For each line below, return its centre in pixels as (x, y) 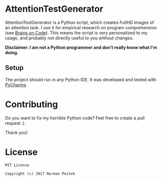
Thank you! (16, 132)
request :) (15, 123)
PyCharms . (16, 85)
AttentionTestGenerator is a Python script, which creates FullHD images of (80, 22)
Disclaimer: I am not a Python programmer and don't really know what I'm (81, 47)
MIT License (17, 165)
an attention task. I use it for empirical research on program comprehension (81, 27)
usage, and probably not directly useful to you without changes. (69, 38)
